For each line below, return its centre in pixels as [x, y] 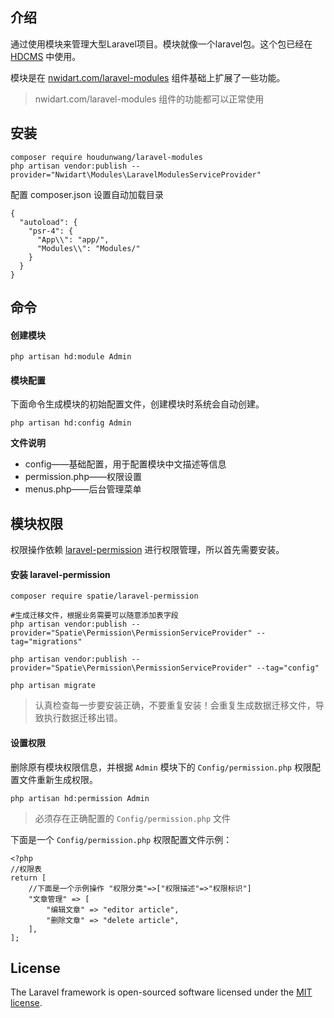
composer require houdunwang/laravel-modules [106, 157]
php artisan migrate [53, 686]
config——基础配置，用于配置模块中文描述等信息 [125, 464]
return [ [28, 878]
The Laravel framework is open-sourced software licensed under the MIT [161, 992]
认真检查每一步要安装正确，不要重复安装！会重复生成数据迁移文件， [175, 705]
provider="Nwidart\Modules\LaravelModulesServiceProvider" [136, 174]
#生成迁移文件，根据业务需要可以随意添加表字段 [94, 616]
